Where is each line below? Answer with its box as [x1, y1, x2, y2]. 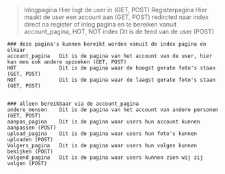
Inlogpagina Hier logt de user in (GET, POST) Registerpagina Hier [23, 6, 207, 14]
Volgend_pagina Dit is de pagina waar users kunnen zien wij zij [7, 154, 204, 161]
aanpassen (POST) [7, 124, 57, 131]
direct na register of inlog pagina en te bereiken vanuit [23, 20, 177, 28]
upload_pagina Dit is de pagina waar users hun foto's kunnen [7, 130, 197, 137]
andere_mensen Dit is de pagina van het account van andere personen [7, 106, 219, 113]
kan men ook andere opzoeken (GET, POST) [7, 59, 127, 66]
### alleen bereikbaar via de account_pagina [7, 100, 139, 107]
